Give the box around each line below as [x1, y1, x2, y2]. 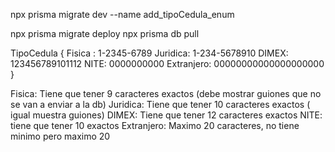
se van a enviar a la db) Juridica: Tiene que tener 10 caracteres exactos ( [10, 99, 311, 110]
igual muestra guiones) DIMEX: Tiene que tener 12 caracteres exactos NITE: [10, 109, 323, 121]
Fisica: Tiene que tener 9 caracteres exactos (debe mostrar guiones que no [10, 88, 322, 99]
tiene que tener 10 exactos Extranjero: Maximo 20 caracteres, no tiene [10, 120, 300, 131]
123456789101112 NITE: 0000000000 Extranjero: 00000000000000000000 [10, 58, 325, 69]
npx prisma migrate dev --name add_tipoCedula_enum [10, 9, 235, 20]
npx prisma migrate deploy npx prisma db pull [10, 28, 200, 39]
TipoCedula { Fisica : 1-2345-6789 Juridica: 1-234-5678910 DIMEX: [10, 47, 289, 59]
